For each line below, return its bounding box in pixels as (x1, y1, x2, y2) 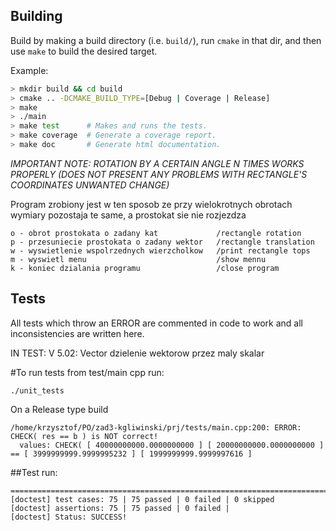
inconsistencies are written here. (10, 327, 145, 339)
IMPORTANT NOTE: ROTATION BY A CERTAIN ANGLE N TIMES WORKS (10, 157, 305, 169)
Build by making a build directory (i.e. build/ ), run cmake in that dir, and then (10, 34, 322, 46)
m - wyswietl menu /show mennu (10, 254, 267, 264)
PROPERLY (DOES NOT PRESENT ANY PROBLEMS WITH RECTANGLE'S (10, 168, 308, 180)
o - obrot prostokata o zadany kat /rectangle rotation (10, 228, 302, 238)
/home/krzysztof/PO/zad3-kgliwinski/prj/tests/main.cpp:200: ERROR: (10, 422, 302, 433)
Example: (10, 64, 49, 76)
